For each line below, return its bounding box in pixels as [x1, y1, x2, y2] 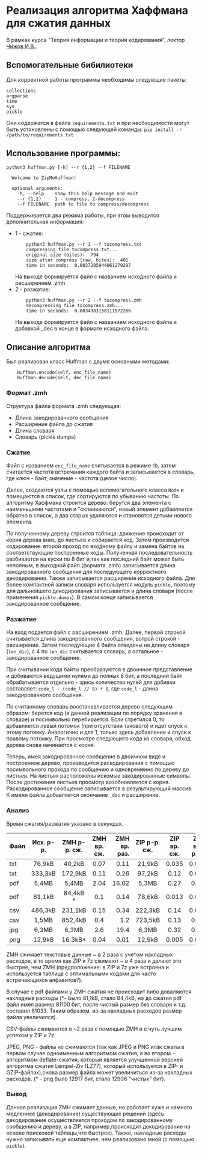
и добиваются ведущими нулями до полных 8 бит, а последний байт [6, 672, 182, 680]
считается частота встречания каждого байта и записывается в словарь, [6, 468, 195, 475]
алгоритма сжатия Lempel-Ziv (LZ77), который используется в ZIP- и [6, 1062, 183, 1070]
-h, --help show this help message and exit [17, 190, 138, 197]
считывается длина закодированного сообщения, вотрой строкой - [6, 635, 180, 642]
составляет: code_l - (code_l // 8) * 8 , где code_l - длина [6, 685, 158, 692]
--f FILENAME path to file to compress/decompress [17, 201, 149, 207]
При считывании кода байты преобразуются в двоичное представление [6, 666, 193, 673]
